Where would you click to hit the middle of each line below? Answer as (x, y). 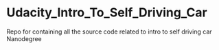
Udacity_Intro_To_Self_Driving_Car (107, 13)
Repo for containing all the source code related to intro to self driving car (109, 32)
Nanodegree (24, 38)
